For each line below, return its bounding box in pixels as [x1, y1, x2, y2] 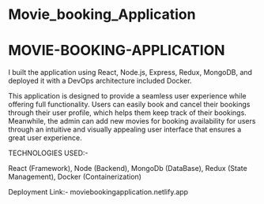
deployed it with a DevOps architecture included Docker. [8, 76, 192, 86]
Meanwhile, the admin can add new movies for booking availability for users [8, 117, 256, 126]
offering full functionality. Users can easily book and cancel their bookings [8, 100, 251, 109]
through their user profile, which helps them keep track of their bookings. [8, 108, 247, 117]
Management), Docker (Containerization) [8, 172, 142, 182]
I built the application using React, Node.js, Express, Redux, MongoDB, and [8, 68, 253, 77]
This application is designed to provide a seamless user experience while [8, 91, 247, 101]
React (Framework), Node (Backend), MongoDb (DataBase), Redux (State [8, 164, 247, 173]
